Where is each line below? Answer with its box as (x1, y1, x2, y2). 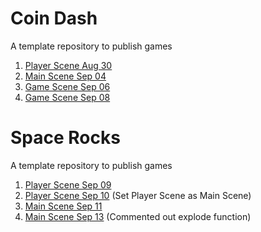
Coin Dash (10, 7, 98, 30)
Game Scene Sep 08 (24, 91, 111, 103)
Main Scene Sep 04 (24, 70, 107, 82)
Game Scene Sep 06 (24, 80, 111, 92)
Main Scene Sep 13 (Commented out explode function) (24, 210, 252, 222)
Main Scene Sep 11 (24, 200, 103, 212)
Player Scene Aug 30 (24, 59, 113, 71)
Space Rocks (10, 127, 121, 149)
